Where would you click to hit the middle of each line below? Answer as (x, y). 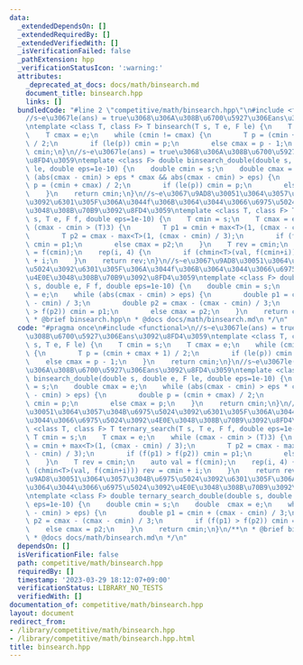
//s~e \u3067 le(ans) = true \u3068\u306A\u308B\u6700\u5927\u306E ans (155, 118)
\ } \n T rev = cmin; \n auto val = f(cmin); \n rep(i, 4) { (161, 462)
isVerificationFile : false (68, 554)
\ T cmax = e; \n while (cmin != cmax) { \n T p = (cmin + (161, 135)
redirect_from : (38, 622)
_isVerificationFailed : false (74, 51)
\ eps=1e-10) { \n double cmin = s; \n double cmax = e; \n (149, 504)
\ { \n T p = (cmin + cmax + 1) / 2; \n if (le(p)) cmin (159, 353)
